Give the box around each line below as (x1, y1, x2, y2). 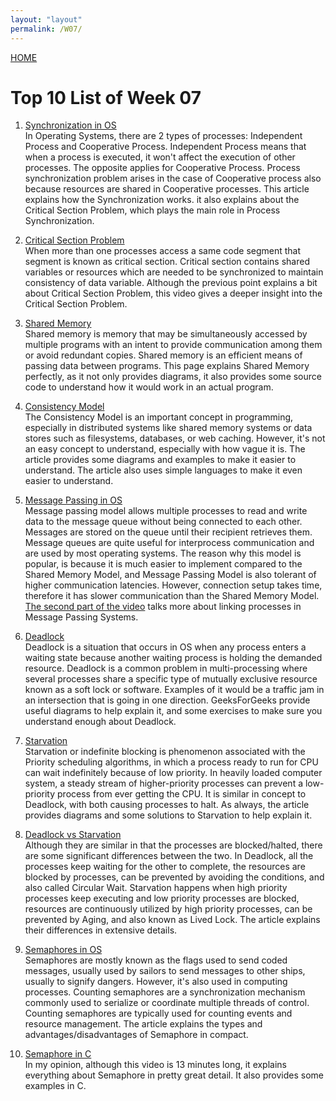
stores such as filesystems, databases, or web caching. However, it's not (24, 432, 326, 445)
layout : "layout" (10, 14, 83, 25)
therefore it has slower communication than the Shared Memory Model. (24, 590, 320, 602)
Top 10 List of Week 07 (10, 86, 202, 109)
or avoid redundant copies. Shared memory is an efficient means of (24, 349, 303, 361)
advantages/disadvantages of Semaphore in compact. (24, 1029, 249, 1041)
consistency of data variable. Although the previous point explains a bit (24, 277, 318, 289)
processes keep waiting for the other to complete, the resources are (24, 861, 306, 873)
